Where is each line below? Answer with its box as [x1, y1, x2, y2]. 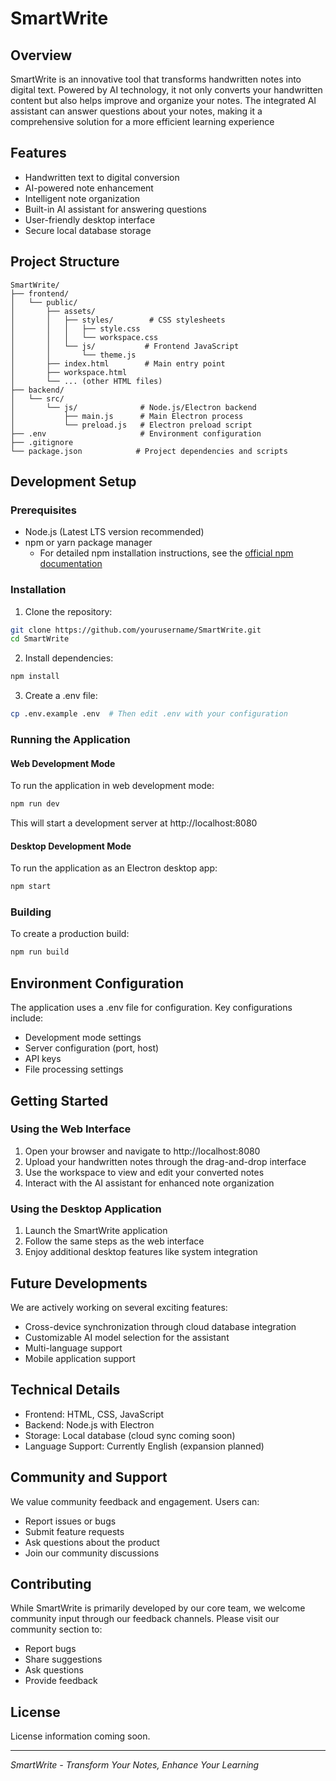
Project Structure [10, 253, 120, 271]
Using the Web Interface [10, 1122, 132, 1136]
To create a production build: [10, 928, 130, 940]
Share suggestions [24, 1653, 103, 1666]
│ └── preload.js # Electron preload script [10, 420, 253, 430]
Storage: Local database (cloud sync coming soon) [24, 1429, 236, 1441]
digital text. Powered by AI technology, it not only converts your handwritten [10, 84, 323, 96]
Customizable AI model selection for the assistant [24, 1331, 230, 1343]
